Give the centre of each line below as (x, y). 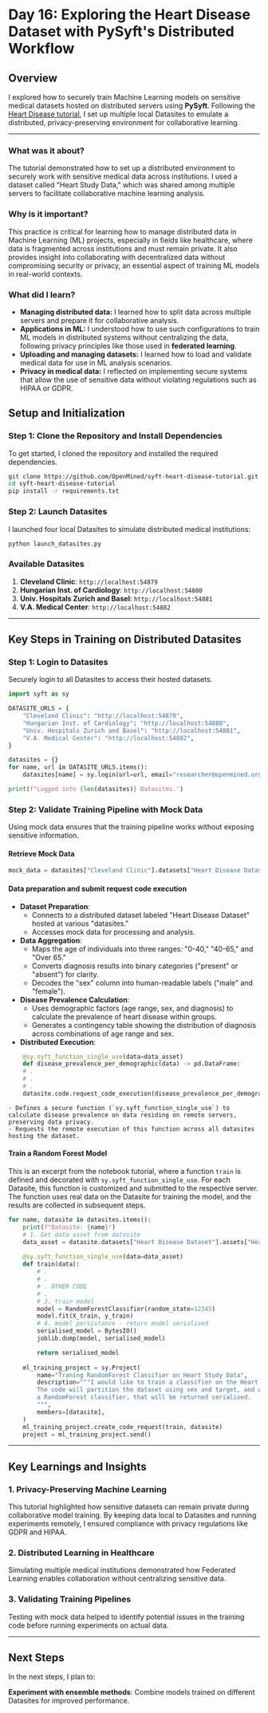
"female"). (49, 991)
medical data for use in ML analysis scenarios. (96, 362)
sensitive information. (44, 836)
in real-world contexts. (45, 274)
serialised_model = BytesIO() (87, 1331)
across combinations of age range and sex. (103, 1034)
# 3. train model (65, 1301)
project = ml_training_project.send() (87, 1434)
